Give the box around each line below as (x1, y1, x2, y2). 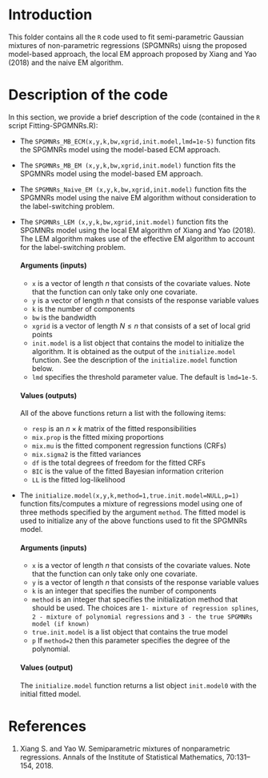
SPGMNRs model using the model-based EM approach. (19, 168, 203, 178)
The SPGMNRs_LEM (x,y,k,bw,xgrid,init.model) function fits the (19, 216, 230, 226)
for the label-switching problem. (19, 242, 126, 252)
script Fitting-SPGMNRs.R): (8, 120, 98, 130)
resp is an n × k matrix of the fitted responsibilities (31, 424, 197, 433)
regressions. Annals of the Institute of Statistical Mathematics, (19, 752, 225, 762)
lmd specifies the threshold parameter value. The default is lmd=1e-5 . (31, 373, 258, 382)
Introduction (8, 6, 93, 24)
